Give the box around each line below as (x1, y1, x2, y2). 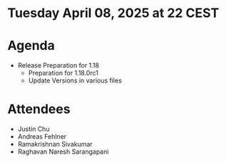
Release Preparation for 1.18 (17, 61, 100, 70)
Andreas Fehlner (17, 132, 67, 141)
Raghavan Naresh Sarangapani (17, 147, 109, 156)
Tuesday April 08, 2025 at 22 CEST (7, 5, 220, 21)
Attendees (7, 101, 71, 117)
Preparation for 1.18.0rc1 (28, 69, 98, 78)
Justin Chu (17, 125, 50, 133)
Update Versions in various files (28, 76, 123, 85)
